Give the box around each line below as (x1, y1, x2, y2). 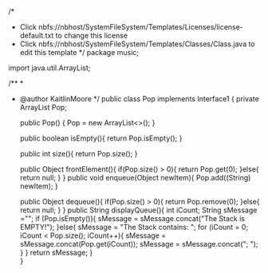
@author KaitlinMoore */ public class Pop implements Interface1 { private (19, 94, 259, 103)
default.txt (19, 31, 54, 40)
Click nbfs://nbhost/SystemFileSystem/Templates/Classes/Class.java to (19, 39, 255, 49)
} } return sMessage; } (19, 247, 93, 257)
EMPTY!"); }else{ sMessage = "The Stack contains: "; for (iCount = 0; (19, 223, 249, 231)
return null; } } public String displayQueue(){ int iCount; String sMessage (19, 205, 258, 215)
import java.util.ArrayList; (8, 63, 91, 73)
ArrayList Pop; (19, 103, 68, 112)
